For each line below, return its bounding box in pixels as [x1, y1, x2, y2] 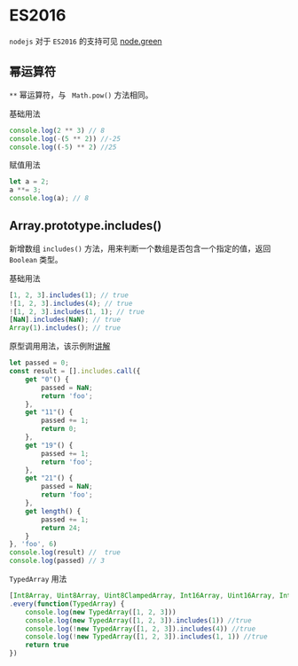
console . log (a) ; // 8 [9, 194, 90, 203]
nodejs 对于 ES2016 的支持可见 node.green [9, 35, 162, 46]
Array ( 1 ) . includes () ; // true [9, 324, 122, 333]
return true [25, 640, 69, 650]
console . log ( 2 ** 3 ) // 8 [9, 126, 105, 135]
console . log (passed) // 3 [9, 556, 105, 566]
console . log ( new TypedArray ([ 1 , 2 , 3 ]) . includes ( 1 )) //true [25, 615, 252, 625]
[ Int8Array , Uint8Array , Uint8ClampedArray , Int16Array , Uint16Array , [9, 592, 276, 600]
